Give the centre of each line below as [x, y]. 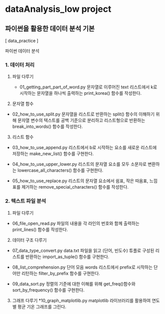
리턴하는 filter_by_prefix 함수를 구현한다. [61, 273]
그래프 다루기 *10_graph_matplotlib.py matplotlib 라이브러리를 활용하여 [82, 300]
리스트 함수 [23, 137]
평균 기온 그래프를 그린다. [42, 307]
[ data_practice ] [22, 41]
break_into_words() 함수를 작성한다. [47, 126]
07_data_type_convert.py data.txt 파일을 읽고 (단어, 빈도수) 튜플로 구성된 [83, 250]
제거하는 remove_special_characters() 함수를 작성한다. [75, 187]
